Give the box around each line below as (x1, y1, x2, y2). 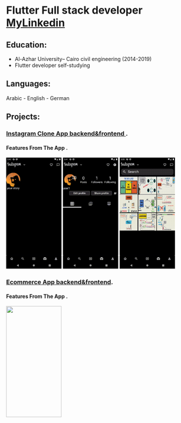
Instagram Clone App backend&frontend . (6, 130, 129, 138)
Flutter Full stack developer (6, 4, 143, 17)
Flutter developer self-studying (14, 62, 90, 69)
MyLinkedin (6, 16, 65, 30)
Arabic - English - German (6, 94, 70, 101)
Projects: (6, 112, 40, 122)
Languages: (6, 79, 51, 89)
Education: (6, 40, 47, 50)
